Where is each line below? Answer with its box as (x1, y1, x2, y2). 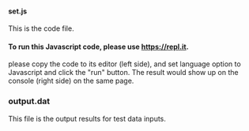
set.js (8, 6, 28, 16)
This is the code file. (8, 24, 74, 33)
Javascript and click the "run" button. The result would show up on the (8, 68, 239, 77)
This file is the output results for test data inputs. (8, 114, 166, 123)
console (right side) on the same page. (8, 76, 134, 86)
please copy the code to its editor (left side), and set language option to (8, 59, 241, 69)
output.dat (8, 95, 50, 107)
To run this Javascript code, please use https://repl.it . (8, 42, 189, 51)
